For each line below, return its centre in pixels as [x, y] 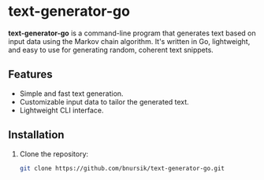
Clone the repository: [54, 154]
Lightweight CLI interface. [61, 110]
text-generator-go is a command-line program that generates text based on [132, 33]
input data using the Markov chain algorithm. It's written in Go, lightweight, [129, 41]
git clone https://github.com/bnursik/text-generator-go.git [122, 168]
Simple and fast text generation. [71, 94]
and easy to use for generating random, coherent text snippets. [111, 50]
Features [30, 74]
